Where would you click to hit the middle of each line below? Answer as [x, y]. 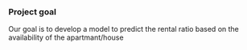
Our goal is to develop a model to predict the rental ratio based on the [124, 29]
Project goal [33, 12]
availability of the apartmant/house [66, 37]
